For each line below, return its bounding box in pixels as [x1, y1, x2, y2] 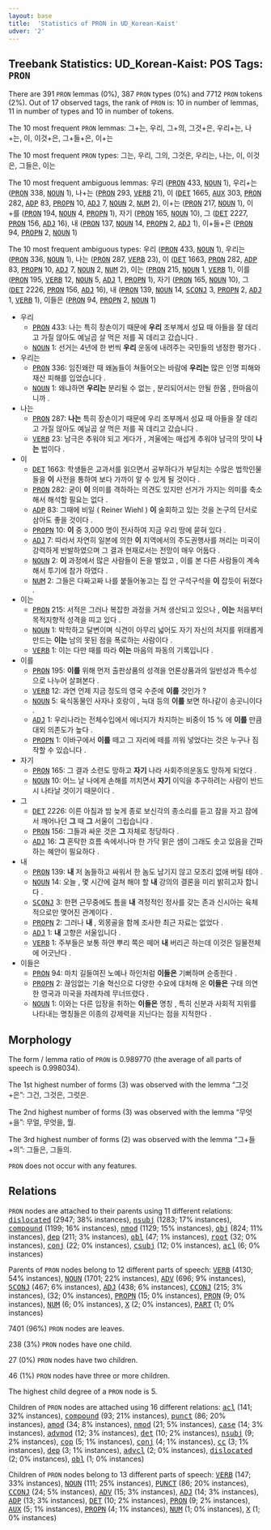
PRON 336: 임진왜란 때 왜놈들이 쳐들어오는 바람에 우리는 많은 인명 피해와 [32, 363, 261, 373]
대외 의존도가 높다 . [32, 725, 93, 735]
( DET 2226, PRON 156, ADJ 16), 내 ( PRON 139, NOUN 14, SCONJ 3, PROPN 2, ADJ [8, 285, 263, 294]
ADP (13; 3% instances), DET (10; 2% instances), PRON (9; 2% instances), [8, 1495, 251, 1505]
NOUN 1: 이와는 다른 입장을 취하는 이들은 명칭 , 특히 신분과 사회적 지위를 [32, 999, 257, 1008]
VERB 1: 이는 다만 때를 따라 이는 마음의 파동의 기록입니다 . [32, 646, 214, 655]
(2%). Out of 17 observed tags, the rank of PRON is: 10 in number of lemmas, [8, 98, 259, 108]
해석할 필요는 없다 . [47, 495, 108, 505]
